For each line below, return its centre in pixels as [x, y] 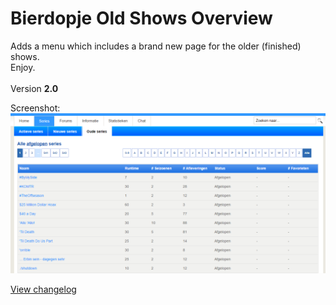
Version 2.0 [34, 88]
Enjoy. [23, 67]
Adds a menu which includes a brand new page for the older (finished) [156, 46]
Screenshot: [35, 108]
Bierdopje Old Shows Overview [141, 18]
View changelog [43, 289]
